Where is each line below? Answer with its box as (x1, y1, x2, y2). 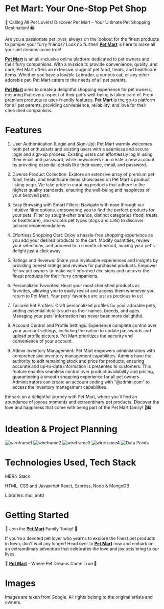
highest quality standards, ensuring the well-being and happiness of (12, 187, 150, 193)
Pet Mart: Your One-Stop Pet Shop (5, 3, 147, 14)
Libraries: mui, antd (5, 492, 44, 498)
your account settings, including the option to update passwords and (12, 327, 151, 333)
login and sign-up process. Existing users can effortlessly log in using (12, 151, 153, 157)
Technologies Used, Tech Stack (5, 457, 136, 468)
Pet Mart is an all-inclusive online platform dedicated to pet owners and (5, 56, 150, 62)
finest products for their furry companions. (12, 273, 99, 279)
